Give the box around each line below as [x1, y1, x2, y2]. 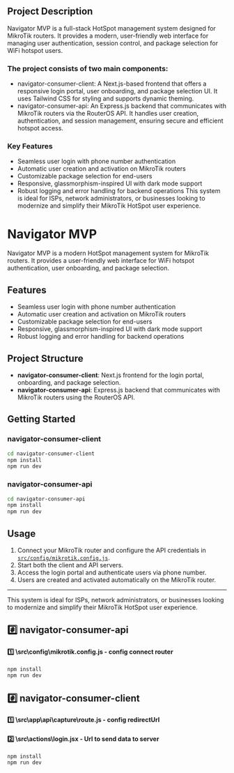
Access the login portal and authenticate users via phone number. [17, 568, 207, 577]
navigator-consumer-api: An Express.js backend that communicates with [17, 102, 226, 110]
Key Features [7, 141, 54, 151]
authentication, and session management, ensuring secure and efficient [17, 116, 224, 125]
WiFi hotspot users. [7, 46, 63, 54]
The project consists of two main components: [7, 63, 169, 73]
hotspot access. [17, 124, 64, 132]
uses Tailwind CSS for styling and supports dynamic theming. [17, 94, 194, 103]
